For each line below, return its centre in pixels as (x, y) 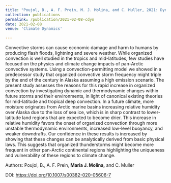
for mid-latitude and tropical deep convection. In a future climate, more (80, 101)
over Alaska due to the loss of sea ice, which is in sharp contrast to (76, 113)
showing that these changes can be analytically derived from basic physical (85, 139)
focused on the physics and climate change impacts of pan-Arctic (74, 64)
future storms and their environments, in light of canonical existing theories (84, 96)
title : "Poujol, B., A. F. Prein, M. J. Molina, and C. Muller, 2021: (82, 10)
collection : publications (33, 15)
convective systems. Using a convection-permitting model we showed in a (83, 69)
